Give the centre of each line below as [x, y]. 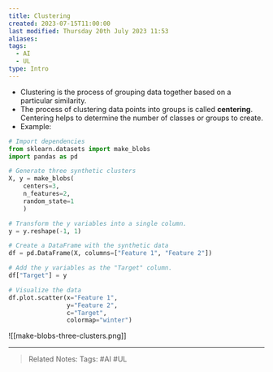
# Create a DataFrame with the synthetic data [89, 246]
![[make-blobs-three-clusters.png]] [67, 336]
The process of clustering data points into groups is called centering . [136, 109]
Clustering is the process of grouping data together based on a [126, 92]
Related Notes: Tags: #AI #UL [78, 359]
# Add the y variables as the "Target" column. [91, 268]
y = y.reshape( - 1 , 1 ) [45, 231]
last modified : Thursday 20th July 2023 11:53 [89, 31]
